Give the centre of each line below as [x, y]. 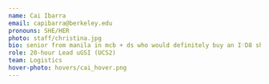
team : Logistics [35, 61]
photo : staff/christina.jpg [55, 38]
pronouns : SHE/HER [39, 30]
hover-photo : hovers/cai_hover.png [68, 68]
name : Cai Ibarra [37, 16]
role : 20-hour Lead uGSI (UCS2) [62, 53]
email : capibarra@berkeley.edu [60, 23]
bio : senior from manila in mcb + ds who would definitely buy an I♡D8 [130, 46]
